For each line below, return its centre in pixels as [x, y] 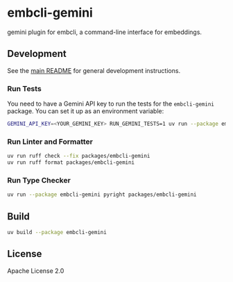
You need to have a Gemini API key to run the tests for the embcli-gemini [111, 104]
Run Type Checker [39, 180]
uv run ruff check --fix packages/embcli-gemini [79, 156]
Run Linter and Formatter [50, 142]
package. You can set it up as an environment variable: [86, 111]
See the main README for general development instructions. [94, 70]
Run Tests [24, 88]
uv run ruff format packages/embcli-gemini [71, 163]
